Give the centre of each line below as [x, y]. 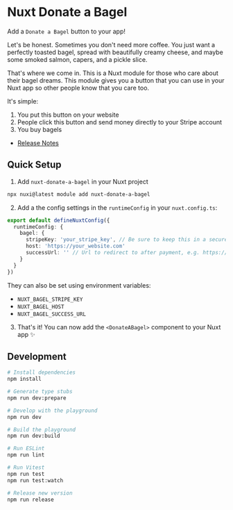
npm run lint [26, 455]
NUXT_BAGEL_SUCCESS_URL [52, 314]
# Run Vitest [26, 468]
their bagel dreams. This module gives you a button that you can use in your [116, 80]
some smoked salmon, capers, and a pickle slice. [77, 59]
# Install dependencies [42, 372]
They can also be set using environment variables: [79, 285]
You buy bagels [40, 129]
